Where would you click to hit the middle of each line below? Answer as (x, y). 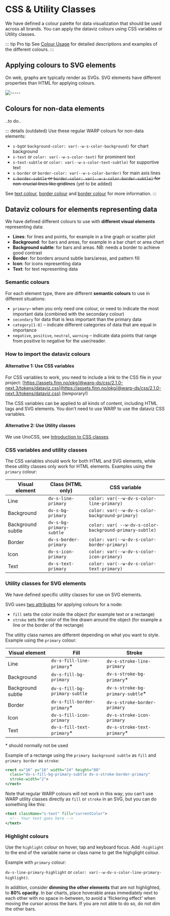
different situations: (26, 299)
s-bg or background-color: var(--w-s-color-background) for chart (80, 146)
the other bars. (21, 909)
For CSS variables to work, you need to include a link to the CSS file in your (83, 377)
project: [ (15, 382)
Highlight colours (27, 836)
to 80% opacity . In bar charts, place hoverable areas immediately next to (82, 893)
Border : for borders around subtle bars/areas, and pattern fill (76, 258)
